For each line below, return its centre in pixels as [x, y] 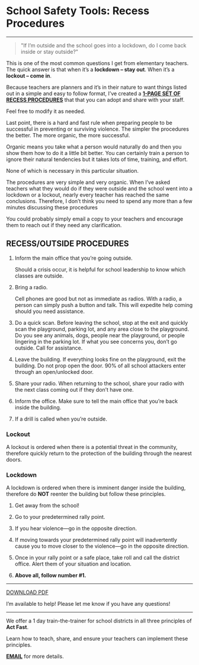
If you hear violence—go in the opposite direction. [76, 528]
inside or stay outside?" [49, 51]
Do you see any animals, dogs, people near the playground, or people [100, 335]
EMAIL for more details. [35, 656]
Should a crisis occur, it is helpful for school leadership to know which [100, 269]
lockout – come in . [29, 76]
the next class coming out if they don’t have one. [74, 389]
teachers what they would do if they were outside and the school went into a [99, 188]
